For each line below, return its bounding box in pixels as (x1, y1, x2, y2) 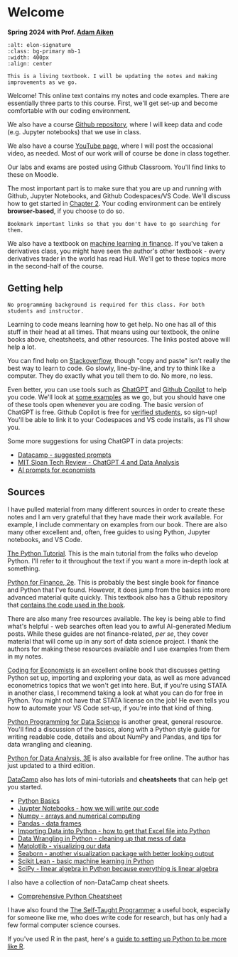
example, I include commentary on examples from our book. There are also (7, 520, 227, 529)
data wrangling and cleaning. (7, 740, 92, 748)
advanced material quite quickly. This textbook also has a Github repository (7, 593, 228, 601)
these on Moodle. (7, 170, 59, 178)
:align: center (7, 60, 53, 67)
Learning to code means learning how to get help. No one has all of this (7, 320, 217, 328)
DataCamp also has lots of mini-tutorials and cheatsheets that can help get (7, 775, 229, 784)
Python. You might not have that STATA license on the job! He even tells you (7, 696, 229, 704)
